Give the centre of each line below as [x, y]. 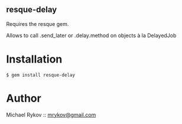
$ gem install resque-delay [41, 75]
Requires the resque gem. [38, 24]
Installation [34, 59]
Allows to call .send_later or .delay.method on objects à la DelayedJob [91, 35]
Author [24, 98]
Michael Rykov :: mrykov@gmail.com [51, 115]
